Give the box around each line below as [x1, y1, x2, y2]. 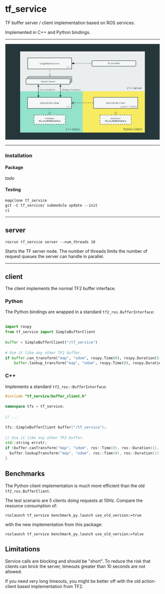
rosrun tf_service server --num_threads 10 [5, 240, 96, 245]
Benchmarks [5, 469, 45, 478]
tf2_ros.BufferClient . [5, 488, 51, 494]
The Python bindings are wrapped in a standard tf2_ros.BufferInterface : [5, 309, 155, 315]
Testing [5, 186, 21, 193]
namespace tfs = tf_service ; [5, 404, 65, 409]
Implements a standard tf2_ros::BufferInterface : [5, 383, 107, 390]
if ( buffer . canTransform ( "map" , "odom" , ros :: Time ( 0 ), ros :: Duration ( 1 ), [5, 446, 160, 451]
